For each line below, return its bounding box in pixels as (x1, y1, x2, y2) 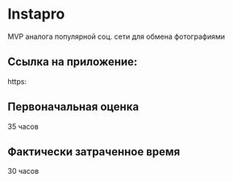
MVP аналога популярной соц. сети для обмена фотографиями (7, 32, 225, 41)
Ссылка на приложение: (7, 55, 138, 69)
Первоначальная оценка (7, 100, 139, 114)
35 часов (7, 121, 40, 131)
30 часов (7, 167, 40, 176)
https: (7, 76, 27, 86)
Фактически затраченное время (7, 145, 181, 159)
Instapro (7, 5, 65, 23)
